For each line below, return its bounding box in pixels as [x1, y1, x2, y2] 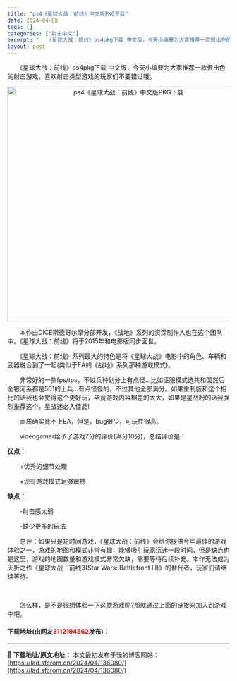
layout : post [7, 43, 46, 50]
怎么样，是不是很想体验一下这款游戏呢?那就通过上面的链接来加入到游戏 [19, 601, 227, 609]
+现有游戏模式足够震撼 [19, 477, 86, 485]
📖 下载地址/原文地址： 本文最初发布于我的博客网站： [7, 651, 160, 659]
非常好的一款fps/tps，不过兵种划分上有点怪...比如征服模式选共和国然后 [19, 376, 225, 384]
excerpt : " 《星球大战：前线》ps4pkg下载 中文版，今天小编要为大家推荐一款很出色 [7, 37, 227, 44]
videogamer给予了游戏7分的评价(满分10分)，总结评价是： [19, 432, 187, 441]
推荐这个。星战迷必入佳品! [13, 403, 90, 410]
